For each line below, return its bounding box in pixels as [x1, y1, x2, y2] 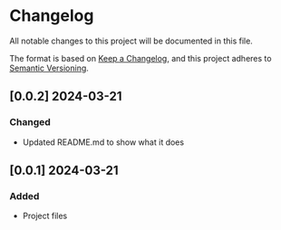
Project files [22, 210, 68, 222]
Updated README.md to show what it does [22, 137, 184, 148]
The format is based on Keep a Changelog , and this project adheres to [9, 53, 272, 63]
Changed [9, 116, 52, 129]
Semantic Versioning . [9, 62, 89, 73]
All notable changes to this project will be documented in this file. [9, 35, 254, 46]
